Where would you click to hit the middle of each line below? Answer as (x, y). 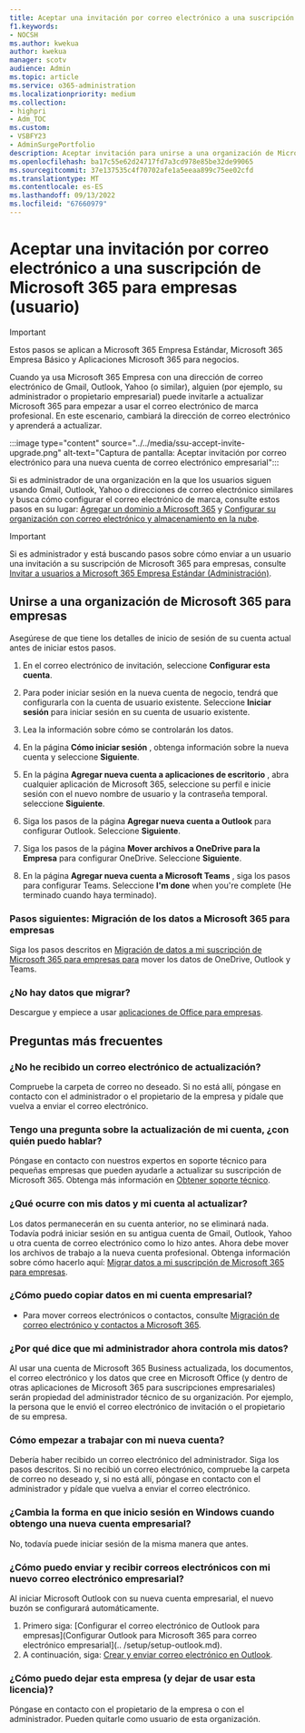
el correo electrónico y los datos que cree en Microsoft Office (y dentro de (148, 1378)
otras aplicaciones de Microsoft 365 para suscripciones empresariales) (143, 1387)
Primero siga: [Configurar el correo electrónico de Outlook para (141, 1626)
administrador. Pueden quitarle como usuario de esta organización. (135, 1719)
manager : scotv (38, 60)
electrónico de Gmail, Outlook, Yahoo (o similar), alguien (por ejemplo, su (146, 387)
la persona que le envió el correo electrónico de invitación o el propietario (148, 1407)
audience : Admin (40, 69)
